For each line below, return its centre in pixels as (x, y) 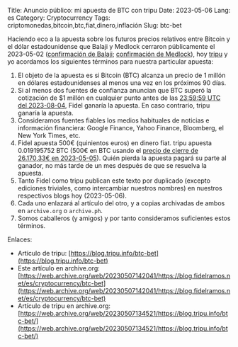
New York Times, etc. (49, 135)
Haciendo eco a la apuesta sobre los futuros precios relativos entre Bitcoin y (119, 39)
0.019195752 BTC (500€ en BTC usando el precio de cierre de (108, 150)
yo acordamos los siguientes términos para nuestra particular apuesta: (110, 62)
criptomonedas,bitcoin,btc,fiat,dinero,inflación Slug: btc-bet (95, 25)
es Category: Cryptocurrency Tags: (59, 18)
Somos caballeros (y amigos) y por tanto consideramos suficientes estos (124, 218)
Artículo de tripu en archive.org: (64, 306)
